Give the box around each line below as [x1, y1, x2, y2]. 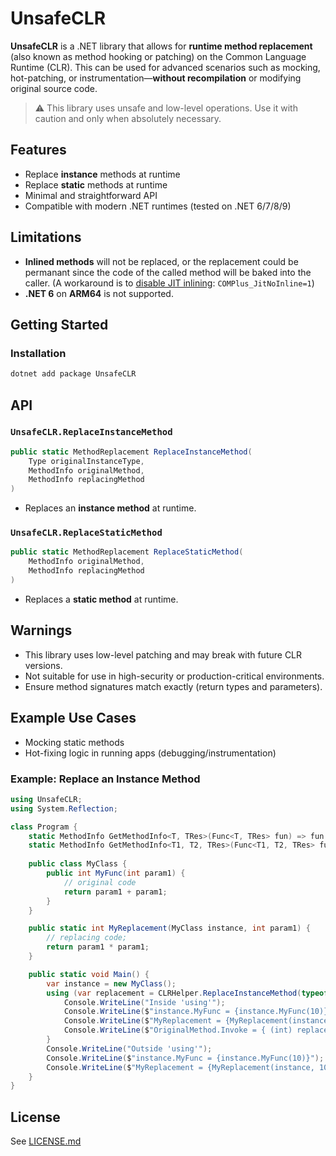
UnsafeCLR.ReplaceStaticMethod [10, 527, 163, 539]
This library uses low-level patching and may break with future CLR [24, 648, 303, 661]
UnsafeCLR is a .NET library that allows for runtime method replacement [10, 40, 313, 52]
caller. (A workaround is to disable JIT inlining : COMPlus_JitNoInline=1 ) [24, 277, 315, 289]
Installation [10, 346, 67, 360]
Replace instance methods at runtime [24, 168, 181, 180]
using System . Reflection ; [10, 803, 118, 814]
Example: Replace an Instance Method [10, 772, 201, 786]
